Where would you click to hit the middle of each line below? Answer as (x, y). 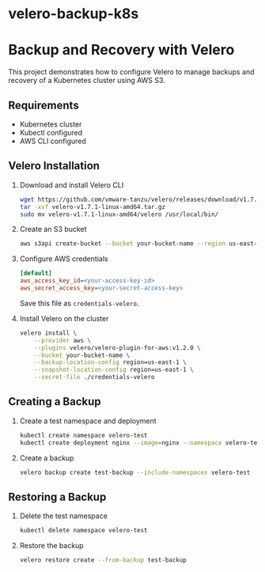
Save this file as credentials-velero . (79, 303)
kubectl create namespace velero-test (83, 435)
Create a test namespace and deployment (88, 421)
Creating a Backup (55, 402)
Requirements (44, 105)
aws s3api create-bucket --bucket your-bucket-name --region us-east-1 (140, 244)
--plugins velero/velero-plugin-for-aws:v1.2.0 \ (117, 348)
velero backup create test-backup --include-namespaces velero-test (135, 472)
